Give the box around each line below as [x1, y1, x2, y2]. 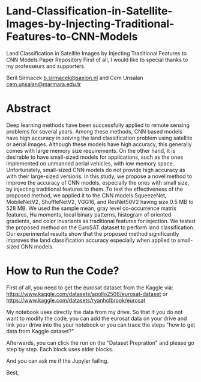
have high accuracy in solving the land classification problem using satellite [6, 134, 193, 141]
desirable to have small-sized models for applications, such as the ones [6, 153, 184, 161]
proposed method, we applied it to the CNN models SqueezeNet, [6, 191, 167, 199]
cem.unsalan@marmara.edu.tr [6, 80, 82, 88]
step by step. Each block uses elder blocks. [6, 345, 114, 353]
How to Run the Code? [6, 264, 119, 278]
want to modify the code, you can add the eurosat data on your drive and [6, 315, 187, 322]
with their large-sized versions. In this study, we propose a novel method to [6, 173, 193, 180]
